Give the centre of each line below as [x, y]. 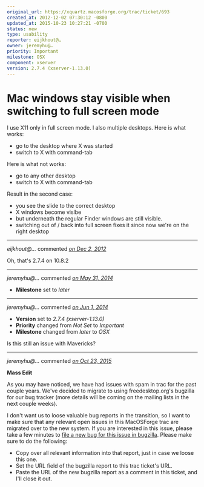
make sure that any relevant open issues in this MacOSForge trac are [93, 422]
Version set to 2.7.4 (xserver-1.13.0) [60, 319]
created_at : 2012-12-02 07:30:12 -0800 [57, 18]
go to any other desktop [46, 176]
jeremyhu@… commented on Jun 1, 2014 [58, 307]
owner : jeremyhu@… [30, 46]
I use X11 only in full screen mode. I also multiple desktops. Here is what [97, 128]
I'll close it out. [34, 479]
